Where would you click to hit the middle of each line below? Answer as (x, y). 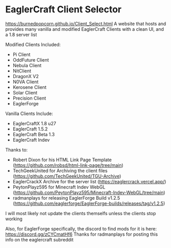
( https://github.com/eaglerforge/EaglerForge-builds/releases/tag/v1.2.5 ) (89, 203)
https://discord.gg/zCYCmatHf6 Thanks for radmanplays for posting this (82, 234)
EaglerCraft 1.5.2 (30, 129)
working (14, 219)
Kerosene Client (30, 87)
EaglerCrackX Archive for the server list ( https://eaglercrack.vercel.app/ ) (89, 181)
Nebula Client (27, 65)
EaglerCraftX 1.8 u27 (34, 123)
